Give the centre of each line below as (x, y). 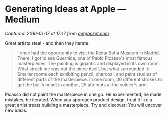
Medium (22, 20)
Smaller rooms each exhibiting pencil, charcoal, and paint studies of (87, 74)
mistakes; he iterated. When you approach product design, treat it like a (79, 99)
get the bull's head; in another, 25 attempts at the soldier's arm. (83, 84)
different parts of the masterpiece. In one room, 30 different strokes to (89, 79)
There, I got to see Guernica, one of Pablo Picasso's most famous (85, 58)
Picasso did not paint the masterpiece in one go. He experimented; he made (83, 94)
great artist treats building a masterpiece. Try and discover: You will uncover (83, 105)
